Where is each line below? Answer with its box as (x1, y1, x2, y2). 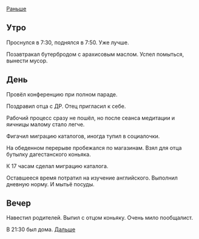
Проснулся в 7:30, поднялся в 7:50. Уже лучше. (6, 39, 129, 46)
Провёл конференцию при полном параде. (6, 90, 118, 98)
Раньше (6, 5, 27, 12)
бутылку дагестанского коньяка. (6, 150, 91, 158)
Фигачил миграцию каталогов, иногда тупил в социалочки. (6, 132, 160, 140)
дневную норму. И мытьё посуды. (6, 180, 95, 187)
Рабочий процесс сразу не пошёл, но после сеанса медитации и (6, 114, 175, 121)
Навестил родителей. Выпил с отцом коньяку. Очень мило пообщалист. (6, 214, 194, 221)
